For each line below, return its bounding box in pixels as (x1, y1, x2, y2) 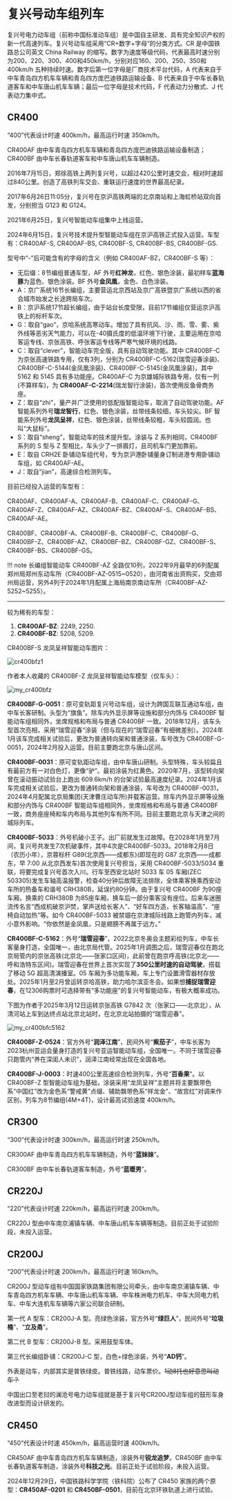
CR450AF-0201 (19, 1485, 66, 1494)
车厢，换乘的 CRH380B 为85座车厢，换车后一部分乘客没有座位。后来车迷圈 (7, 894, 222, 902)
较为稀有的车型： (7, 608, 56, 616)
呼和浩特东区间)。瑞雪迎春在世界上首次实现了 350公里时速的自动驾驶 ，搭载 (7, 960, 221, 968)
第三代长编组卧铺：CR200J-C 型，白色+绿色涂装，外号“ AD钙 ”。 (7, 1353, 191, 1361)
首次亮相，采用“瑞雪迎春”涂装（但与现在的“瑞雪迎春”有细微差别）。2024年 (12, 725, 224, 734)
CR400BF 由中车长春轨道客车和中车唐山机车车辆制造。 (7, 154, 164, 163)
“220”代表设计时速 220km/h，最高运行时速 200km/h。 (7, 1204, 164, 1213)
